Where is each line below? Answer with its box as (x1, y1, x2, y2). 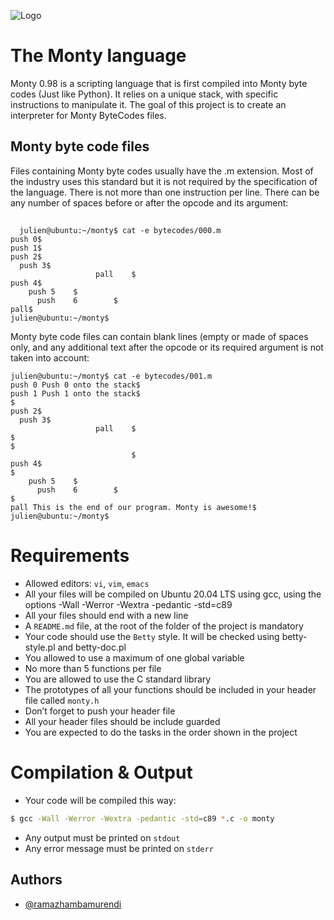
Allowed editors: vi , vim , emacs (24, 578, 150, 590)
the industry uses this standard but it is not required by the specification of (10, 175, 318, 187)
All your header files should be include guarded (24, 716, 221, 728)
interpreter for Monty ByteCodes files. (10, 109, 167, 121)
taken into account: (10, 352, 90, 364)
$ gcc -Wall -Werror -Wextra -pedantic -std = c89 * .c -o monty (10, 814, 275, 824)
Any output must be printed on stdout (24, 831, 181, 844)
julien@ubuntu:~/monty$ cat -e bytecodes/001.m (10, 371, 213, 382)
